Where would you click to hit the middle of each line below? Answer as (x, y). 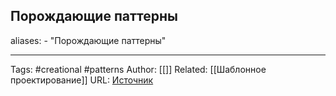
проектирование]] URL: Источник (82, 80)
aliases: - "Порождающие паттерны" (88, 40)
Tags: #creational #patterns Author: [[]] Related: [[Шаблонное (138, 69)
